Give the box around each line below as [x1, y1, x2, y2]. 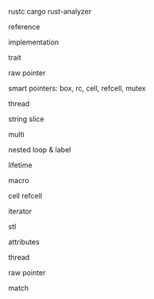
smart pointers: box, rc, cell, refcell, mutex [8, 83, 146, 93]
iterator [8, 206, 33, 216]
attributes [8, 237, 40, 247]
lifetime [8, 160, 33, 170]
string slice [8, 114, 44, 124]
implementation [8, 37, 60, 47]
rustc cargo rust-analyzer [8, 7, 92, 16]
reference [8, 22, 40, 31]
